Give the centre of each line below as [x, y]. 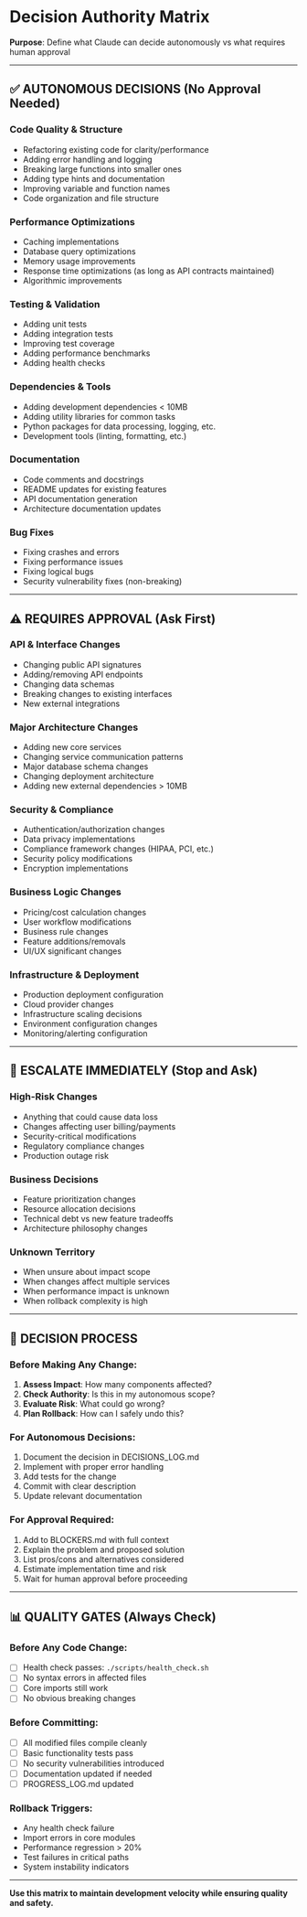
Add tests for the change [69, 1477]
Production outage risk [66, 1155]
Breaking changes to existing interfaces [97, 693]
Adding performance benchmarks [86, 353]
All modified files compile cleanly [85, 1742]
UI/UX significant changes [72, 951]
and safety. [32, 1903]
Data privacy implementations [79, 840]
